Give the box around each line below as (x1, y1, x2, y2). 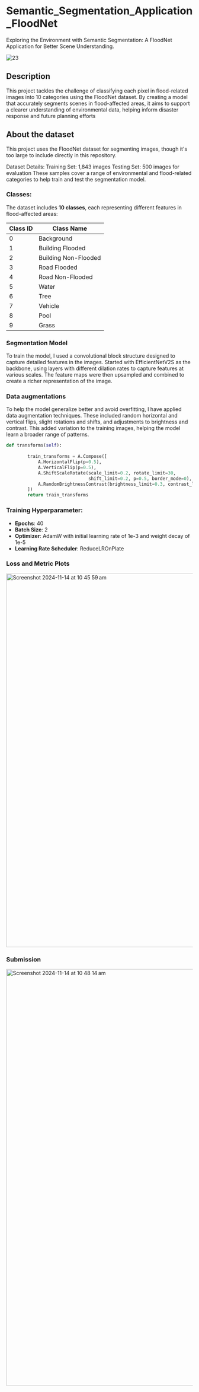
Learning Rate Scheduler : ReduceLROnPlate (14, 544, 124, 552)
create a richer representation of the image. (6, 378, 113, 385)
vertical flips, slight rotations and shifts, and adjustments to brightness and (6, 418, 188, 425)
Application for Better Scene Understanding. (6, 43, 114, 50)
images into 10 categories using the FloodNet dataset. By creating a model (6, 93, 188, 100)
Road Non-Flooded (38, 273, 93, 281)
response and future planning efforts (6, 112, 96, 119)
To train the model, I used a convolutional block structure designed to (6, 352, 176, 359)
